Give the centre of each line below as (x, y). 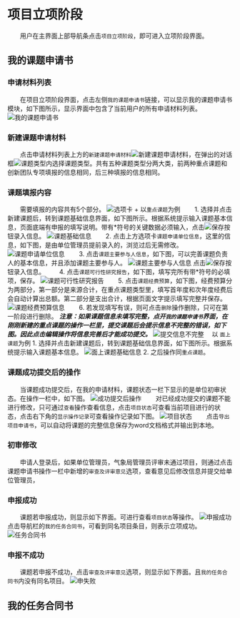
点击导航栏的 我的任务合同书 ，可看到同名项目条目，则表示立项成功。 (104, 526)
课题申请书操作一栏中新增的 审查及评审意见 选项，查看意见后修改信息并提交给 (117, 471)
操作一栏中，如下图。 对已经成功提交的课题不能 (128, 398)
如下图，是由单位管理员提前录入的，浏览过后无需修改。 (101, 245)
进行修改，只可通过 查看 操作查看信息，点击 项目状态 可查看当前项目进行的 (111, 407)
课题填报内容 (30, 192)
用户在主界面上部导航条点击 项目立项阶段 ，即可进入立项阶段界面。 (114, 36)
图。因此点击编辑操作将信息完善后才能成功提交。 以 (113, 334)
